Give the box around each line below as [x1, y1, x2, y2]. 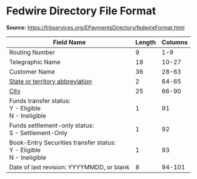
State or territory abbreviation [9, 77, 93, 85]
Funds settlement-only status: [9, 121, 94, 129]
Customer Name [9, 67, 56, 76]
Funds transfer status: [9, 97, 70, 105]
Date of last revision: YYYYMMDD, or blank [9, 163, 130, 171]
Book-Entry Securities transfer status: [9, 138, 116, 147]
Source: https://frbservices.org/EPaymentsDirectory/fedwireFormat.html [6, 24, 185, 31]
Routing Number [9, 48, 56, 56]
